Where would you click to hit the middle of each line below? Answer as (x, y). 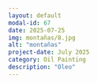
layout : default (35, 15)
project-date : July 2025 (49, 52)
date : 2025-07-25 (37, 30)
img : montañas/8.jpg (42, 38)
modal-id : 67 (30, 23)
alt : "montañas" (35, 45)
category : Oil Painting (47, 60)
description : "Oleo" (42, 67)
